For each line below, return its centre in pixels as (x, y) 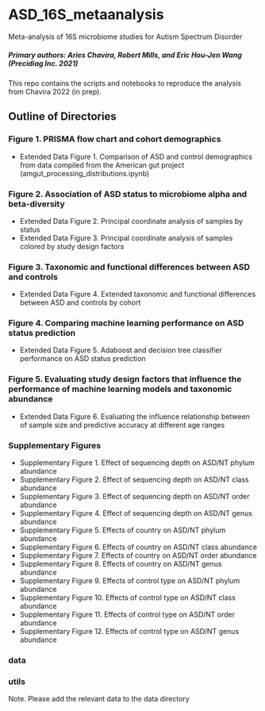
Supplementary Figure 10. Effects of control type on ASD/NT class (128, 598)
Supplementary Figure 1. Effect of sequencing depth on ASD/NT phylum (137, 463)
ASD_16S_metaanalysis (86, 15)
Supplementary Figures (55, 445)
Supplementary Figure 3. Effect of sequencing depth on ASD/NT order (134, 497)
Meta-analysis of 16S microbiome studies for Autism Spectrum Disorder (125, 37)
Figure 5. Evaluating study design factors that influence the (125, 379)
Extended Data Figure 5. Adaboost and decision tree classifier (121, 350)
